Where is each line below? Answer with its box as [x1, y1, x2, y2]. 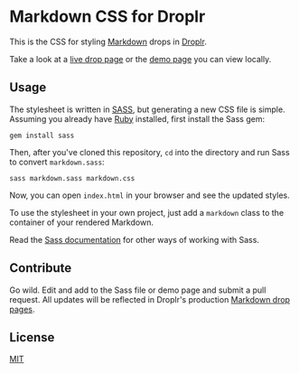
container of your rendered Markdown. [9, 217, 154, 228]
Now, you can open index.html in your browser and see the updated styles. [9, 190, 291, 200]
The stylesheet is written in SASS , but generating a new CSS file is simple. [9, 104, 286, 115]
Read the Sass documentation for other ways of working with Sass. [9, 234, 260, 245]
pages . [9, 303, 35, 314]
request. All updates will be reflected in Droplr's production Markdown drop [9, 294, 291, 304]
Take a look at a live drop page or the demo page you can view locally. [9, 53, 272, 64]
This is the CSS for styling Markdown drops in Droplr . [9, 36, 208, 47]
